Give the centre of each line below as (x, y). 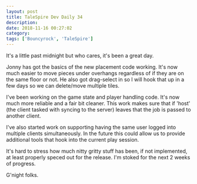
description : (22, 22)
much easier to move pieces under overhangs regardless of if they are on (95, 73)
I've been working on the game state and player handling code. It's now (93, 97)
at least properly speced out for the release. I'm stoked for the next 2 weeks (98, 157)
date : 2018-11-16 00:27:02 (39, 28)
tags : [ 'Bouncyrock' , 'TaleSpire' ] (50, 39)
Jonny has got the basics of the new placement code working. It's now (92, 67)
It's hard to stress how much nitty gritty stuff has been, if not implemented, (97, 151)
